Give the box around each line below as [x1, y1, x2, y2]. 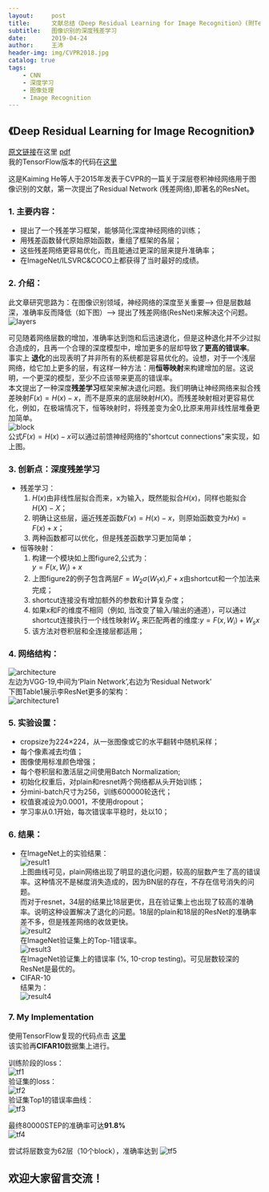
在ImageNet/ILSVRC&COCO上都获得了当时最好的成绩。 [19, 255, 204, 265]
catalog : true [8, 57, 56, 65]
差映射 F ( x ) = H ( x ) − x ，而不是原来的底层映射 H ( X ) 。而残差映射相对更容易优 [8, 393, 255, 403]
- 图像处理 [22, 86, 54, 94]
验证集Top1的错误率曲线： [8, 1094, 94, 1105]
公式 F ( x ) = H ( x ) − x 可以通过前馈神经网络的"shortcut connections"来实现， [8, 431, 253, 441]
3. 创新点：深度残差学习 [8, 464, 100, 475]
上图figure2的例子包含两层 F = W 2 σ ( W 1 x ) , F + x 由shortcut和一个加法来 [31, 573, 260, 585]
